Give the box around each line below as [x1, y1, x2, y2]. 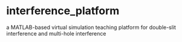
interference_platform [6, 4, 120, 18]
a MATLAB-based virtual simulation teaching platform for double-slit [6, 24, 177, 31]
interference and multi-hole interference [6, 30, 106, 37]
